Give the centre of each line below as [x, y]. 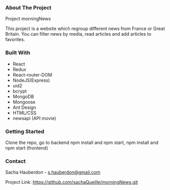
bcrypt [20, 91]
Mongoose [24, 102]
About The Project [29, 8]
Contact [16, 161]
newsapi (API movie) [34, 118]
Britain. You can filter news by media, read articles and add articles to [78, 34]
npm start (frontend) [27, 148]
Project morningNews [28, 19]
